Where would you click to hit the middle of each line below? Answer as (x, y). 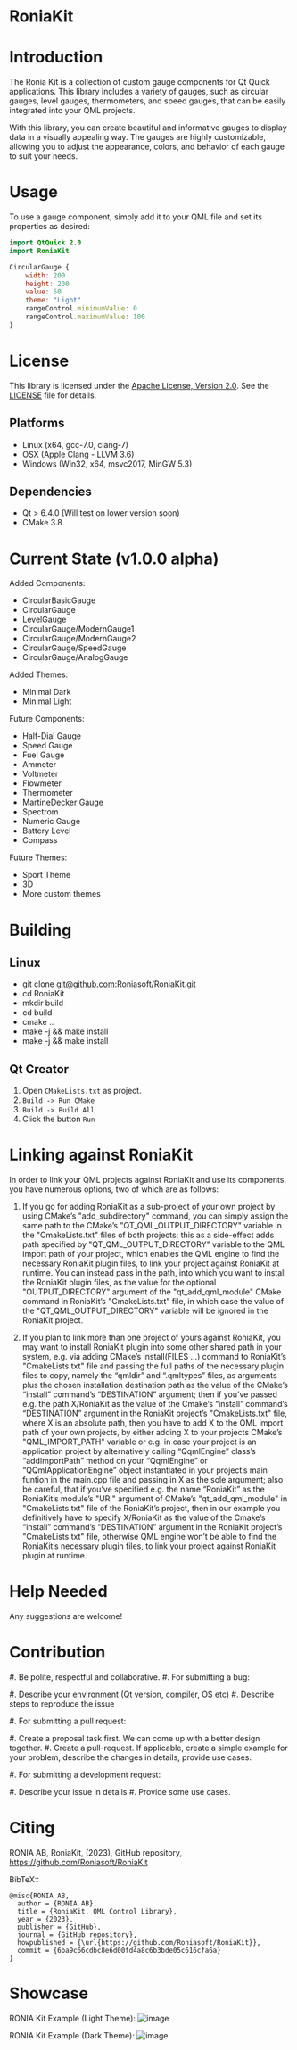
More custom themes (61, 894)
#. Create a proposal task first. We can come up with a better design (135, 1738)
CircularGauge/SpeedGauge (74, 648)
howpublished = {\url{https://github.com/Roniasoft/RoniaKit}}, (139, 1942)
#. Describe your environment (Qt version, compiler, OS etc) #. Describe (142, 1694)
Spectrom (40, 812)
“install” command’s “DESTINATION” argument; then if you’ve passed (150, 1394)
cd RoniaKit (43, 994)
